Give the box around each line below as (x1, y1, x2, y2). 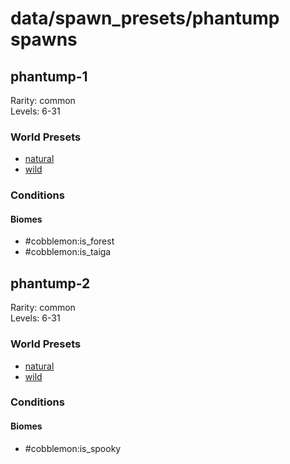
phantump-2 (10, 275, 91, 292)
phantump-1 (10, 68, 88, 85)
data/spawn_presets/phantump (10, 7, 280, 30)
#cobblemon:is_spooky (24, 442, 122, 454)
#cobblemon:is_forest (24, 235, 115, 247)
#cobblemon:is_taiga (24, 246, 112, 258)
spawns (10, 28, 78, 51)
